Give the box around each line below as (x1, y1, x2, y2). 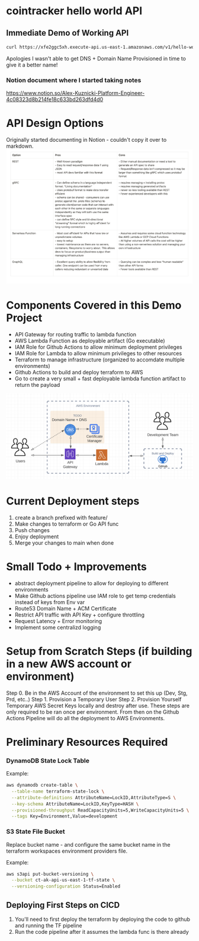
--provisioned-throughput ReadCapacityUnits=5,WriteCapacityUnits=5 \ (11, 807, 190, 813)
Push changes (14, 526, 50, 533)
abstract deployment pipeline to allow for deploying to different (14, 580, 169, 587)
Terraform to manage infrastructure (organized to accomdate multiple (14, 356, 185, 363)
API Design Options (6, 117, 104, 130)
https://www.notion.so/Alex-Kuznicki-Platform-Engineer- (6, 90, 145, 97)
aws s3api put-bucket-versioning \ (6, 871, 94, 877)
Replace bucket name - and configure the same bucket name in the (6, 841, 171, 848)
